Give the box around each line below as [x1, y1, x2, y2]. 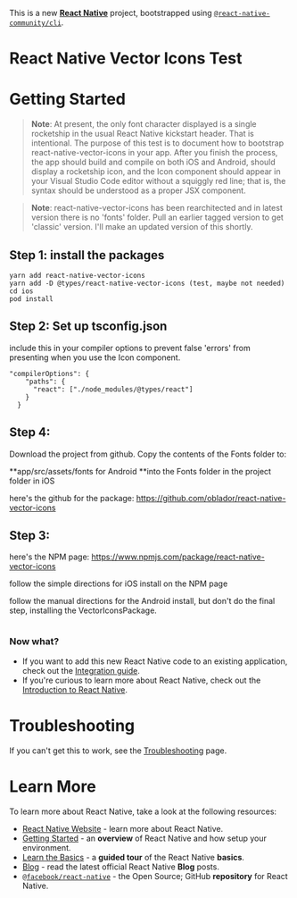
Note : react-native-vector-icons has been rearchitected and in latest [30, 203, 283, 214]
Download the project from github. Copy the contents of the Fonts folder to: [9, 449, 287, 459]
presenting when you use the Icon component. [9, 352, 181, 363]
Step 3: [9, 527, 51, 543]
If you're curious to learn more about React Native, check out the [21, 675, 261, 685]
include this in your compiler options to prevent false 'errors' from [9, 342, 252, 353]
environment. [21, 842, 71, 852]
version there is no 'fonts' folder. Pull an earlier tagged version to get [30, 212, 284, 222]
